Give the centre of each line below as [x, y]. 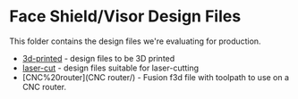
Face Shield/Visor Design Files [125, 16]
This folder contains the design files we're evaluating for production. [135, 41]
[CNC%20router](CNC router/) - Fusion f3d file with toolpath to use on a [155, 77]
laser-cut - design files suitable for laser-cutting [111, 68]
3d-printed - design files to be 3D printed [98, 58]
